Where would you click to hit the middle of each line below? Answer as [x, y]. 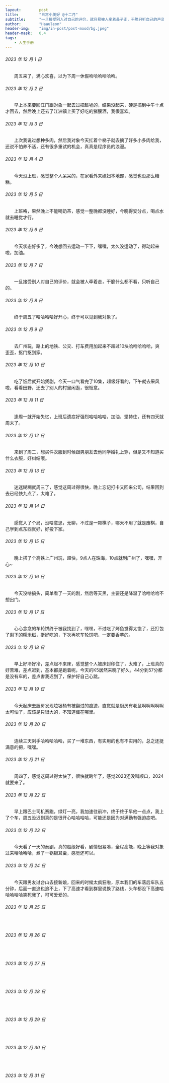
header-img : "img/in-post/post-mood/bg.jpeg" [57, 29]
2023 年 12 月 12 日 [25, 435]
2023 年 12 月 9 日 [24, 329]
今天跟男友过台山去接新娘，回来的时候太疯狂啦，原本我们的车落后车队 [87, 882]
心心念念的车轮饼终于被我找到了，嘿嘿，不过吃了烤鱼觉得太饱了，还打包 [89, 629]
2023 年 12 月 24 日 [25, 866]
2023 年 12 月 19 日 [25, 689]
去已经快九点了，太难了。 [32, 494]
